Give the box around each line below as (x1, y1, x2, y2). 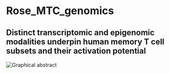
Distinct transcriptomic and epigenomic (6, 28, 155, 38)
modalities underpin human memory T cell (6, 36, 165, 46)
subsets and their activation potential (6, 46, 146, 56)
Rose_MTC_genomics (6, 4, 114, 18)
